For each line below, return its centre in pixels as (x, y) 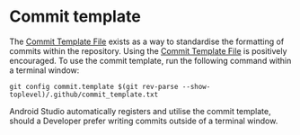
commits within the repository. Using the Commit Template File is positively (148, 50)
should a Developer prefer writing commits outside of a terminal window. (144, 121)
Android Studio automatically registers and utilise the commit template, (140, 111)
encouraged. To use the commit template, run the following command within (150, 60)
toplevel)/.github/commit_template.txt (84, 94)
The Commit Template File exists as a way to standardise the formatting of (147, 41)
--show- (196, 86)
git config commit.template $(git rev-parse (94, 86)
